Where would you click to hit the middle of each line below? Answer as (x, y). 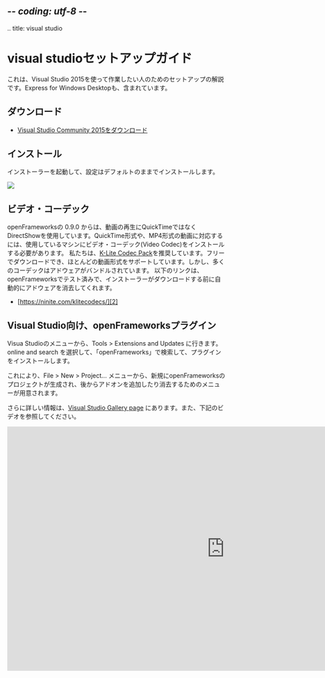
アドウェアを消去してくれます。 (70, 288)
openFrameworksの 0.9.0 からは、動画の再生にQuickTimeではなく (102, 227)
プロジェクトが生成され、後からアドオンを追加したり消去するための (105, 384)
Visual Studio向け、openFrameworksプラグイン (112, 325)
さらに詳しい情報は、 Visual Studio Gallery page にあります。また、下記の (112, 407)
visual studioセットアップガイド (100, 58)
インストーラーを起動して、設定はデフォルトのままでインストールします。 (113, 172)
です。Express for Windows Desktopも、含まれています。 (89, 88)
